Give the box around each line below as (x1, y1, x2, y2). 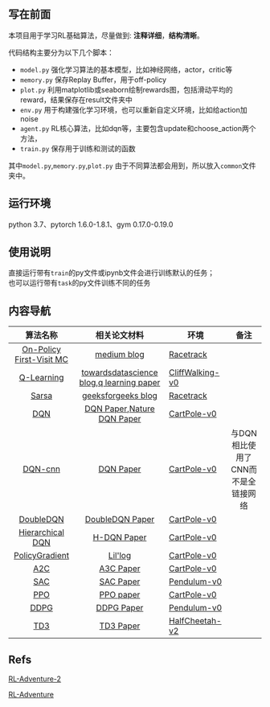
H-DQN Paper (92, 532, 147, 543)
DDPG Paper (96, 602, 144, 614)
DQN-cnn (22, 463, 60, 475)
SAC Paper (99, 576, 141, 587)
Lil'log (108, 550, 131, 561)
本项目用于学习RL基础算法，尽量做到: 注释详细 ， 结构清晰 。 (8, 31, 204, 40)
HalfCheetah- (168, 615, 223, 627)
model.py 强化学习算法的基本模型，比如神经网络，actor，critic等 (19, 64, 233, 74)
